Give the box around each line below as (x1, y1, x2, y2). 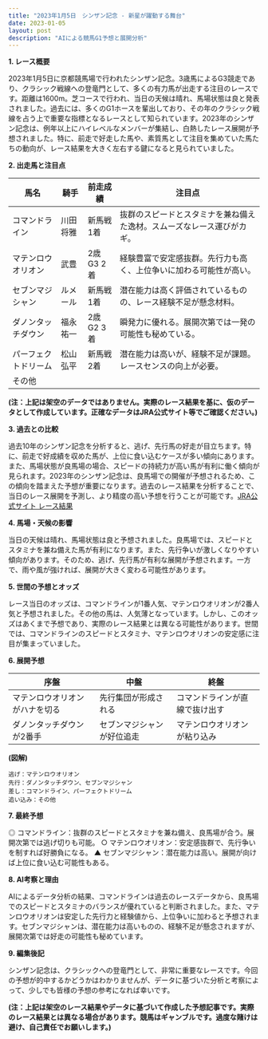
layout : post (8, 26, 52, 34)
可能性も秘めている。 (119, 329, 200, 340)
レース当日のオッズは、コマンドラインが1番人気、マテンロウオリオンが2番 (8, 599, 253, 609)
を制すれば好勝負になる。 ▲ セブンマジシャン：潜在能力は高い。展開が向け (8, 847, 258, 858)
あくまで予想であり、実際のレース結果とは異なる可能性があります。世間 (22, 619, 259, 629)
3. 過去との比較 (8, 425, 59, 434)
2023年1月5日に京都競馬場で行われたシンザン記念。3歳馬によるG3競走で (8, 73, 249, 84)
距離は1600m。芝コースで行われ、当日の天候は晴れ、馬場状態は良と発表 (21, 93, 260, 104)
